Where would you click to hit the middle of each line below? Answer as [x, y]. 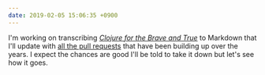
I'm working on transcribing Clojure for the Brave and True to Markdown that [132, 37]
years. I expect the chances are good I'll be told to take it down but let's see [131, 54]
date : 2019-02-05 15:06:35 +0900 [63, 15]
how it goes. [28, 62]
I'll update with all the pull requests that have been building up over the [123, 46]
